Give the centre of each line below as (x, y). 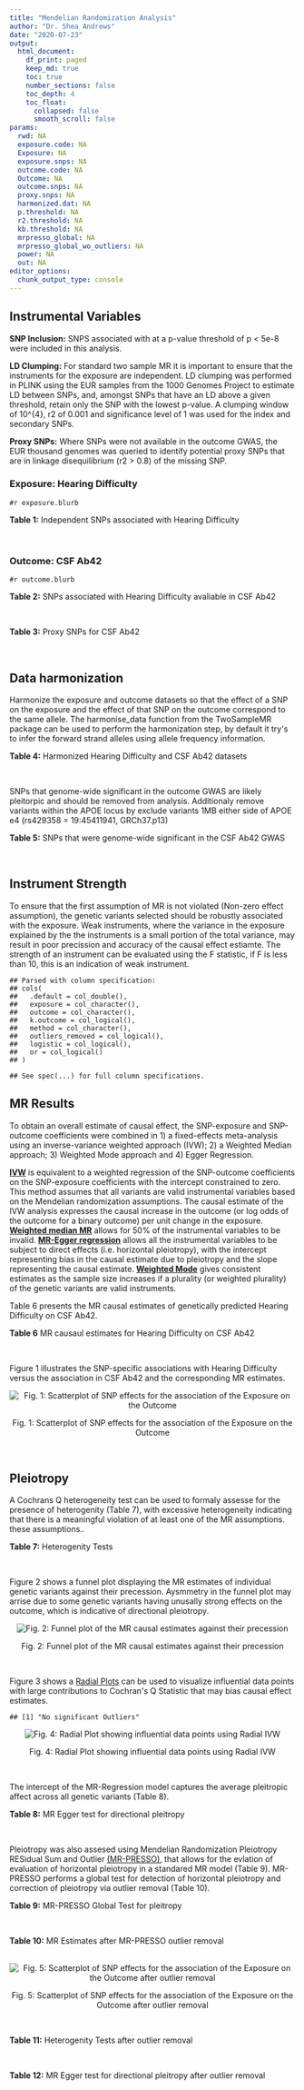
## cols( (26, 988)
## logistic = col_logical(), (70, 1044)
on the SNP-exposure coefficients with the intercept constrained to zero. (145, 1181)
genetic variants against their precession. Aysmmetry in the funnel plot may (151, 1592)
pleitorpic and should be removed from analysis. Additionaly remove (137, 801)
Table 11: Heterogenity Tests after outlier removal (101, 2040)
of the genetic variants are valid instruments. (93, 1288)
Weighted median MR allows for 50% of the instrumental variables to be (145, 1230)
